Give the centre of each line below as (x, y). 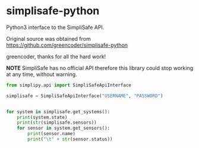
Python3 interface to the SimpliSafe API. (55, 27)
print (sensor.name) (52, 134)
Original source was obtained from (48, 38)
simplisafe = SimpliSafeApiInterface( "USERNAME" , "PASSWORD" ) (85, 96)
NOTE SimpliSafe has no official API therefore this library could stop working (100, 68)
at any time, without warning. (42, 74)
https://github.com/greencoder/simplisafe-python (67, 45)
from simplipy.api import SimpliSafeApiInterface (69, 85)
